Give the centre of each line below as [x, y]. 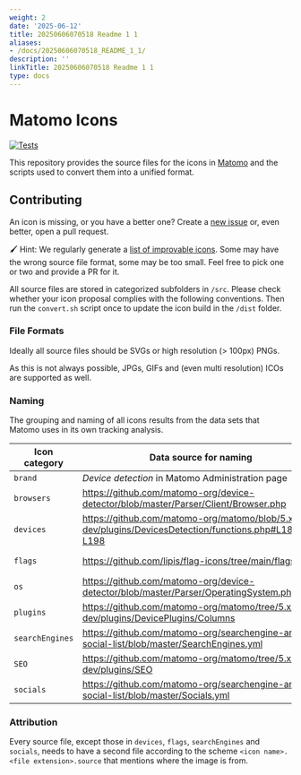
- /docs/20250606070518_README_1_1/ [77, 51]
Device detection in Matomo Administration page [185, 478]
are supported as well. [51, 377]
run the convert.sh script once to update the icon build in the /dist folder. [146, 308]
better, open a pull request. [59, 231]
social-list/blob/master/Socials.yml [156, 695]
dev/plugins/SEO [117, 670]
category [44, 463]
